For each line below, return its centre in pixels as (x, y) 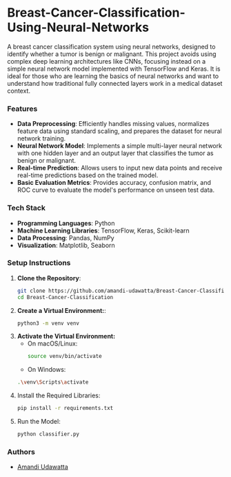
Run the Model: (39, 422)
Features (22, 109)
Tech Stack (27, 208)
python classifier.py (48, 434)
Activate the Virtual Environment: (66, 336)
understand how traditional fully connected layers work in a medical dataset (115, 83)
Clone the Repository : (49, 278)
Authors (21, 451)
